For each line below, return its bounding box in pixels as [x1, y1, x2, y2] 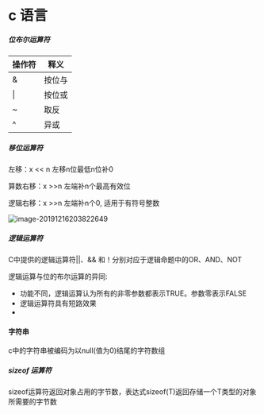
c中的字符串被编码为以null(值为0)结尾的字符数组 [8, 346, 166, 355]
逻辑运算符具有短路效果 [19, 299, 97, 308]
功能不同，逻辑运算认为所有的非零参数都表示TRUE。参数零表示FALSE [19, 288, 247, 298]
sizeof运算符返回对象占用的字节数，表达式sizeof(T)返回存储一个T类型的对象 [8, 387, 257, 397]
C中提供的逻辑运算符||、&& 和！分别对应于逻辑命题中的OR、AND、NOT [8, 255, 243, 265]
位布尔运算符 [8, 34, 50, 44]
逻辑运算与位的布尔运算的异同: [8, 272, 109, 281]
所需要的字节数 [8, 397, 57, 407]
